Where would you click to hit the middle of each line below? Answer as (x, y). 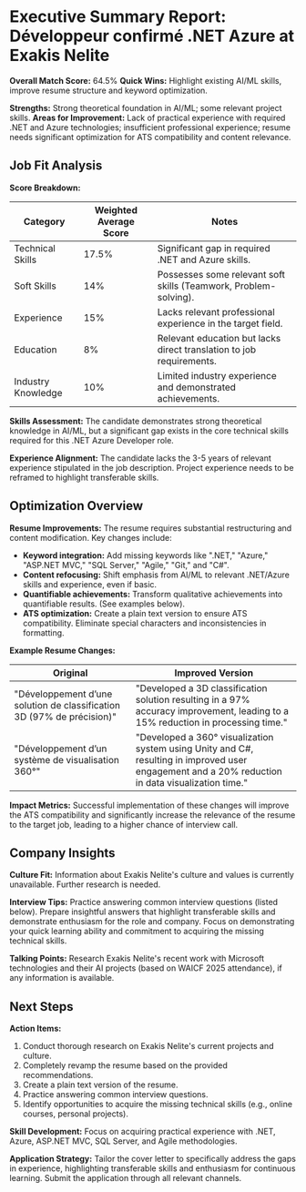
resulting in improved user (191, 759)
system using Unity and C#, (194, 749)
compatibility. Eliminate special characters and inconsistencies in (144, 623)
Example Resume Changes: (62, 650)
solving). (176, 297)
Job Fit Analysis (56, 166)
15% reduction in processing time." (212, 722)
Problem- (255, 286)
